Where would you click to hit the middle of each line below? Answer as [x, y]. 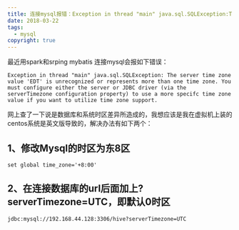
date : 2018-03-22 [33, 21]
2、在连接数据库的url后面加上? [76, 189]
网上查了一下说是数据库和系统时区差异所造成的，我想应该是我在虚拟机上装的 [120, 114]
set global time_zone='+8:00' [52, 165]
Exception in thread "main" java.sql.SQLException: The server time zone [119, 76]
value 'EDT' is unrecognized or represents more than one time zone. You [119, 82]
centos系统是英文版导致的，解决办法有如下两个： [80, 124]
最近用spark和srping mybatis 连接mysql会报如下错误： [88, 62]
